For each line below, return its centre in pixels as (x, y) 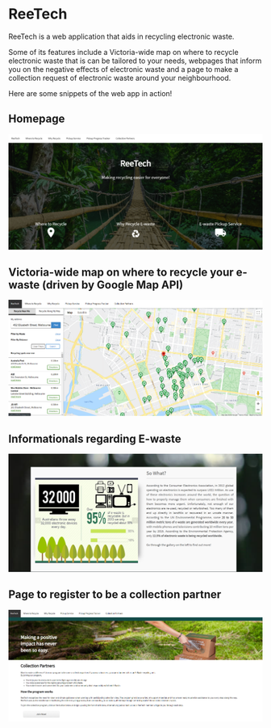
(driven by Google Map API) (113, 285)
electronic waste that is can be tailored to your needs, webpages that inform (135, 61)
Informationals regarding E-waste (95, 438)
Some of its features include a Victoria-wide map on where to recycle (124, 52)
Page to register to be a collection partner (115, 595)
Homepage (37, 119)
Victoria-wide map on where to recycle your (121, 272)
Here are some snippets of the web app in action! (90, 93)
